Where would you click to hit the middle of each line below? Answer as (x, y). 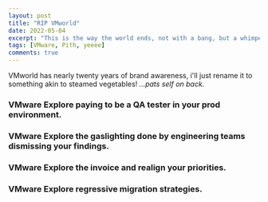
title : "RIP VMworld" (44, 23)
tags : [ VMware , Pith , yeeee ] (57, 46)
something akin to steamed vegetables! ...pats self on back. (106, 84)
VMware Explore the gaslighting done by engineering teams (127, 136)
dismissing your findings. (59, 146)
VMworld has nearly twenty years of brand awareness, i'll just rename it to (130, 75)
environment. (35, 114)
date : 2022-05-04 (37, 30)
